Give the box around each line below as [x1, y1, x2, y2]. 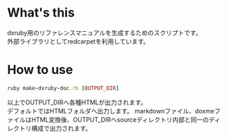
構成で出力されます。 [30, 124, 92, 132]
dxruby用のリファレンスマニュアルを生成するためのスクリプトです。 [7, 28, 202, 37]
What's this [7, 5, 75, 21]
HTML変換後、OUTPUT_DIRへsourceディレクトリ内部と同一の [30, 115, 209, 124]
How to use [7, 62, 73, 77]
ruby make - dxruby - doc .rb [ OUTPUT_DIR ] [7, 84, 119, 91]
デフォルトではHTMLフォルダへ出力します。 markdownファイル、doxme [7, 106, 215, 115]
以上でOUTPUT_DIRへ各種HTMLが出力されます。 [7, 98, 147, 106]
